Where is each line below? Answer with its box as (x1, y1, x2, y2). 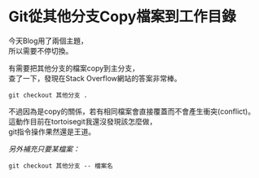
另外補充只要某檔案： (8, 144, 80, 154)
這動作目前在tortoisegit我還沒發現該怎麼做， (8, 116, 157, 126)
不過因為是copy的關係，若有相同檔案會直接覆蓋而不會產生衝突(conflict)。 (8, 106, 255, 116)
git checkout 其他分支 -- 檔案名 (8, 162, 113, 170)
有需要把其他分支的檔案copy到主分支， (8, 63, 140, 73)
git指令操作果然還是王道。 (8, 127, 96, 137)
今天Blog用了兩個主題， (8, 36, 88, 46)
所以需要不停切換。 (8, 46, 73, 55)
